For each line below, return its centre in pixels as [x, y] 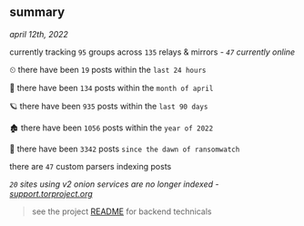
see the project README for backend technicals [122, 211]
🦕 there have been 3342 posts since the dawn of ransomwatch [125, 149]
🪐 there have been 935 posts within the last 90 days [109, 106]
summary [37, 12]
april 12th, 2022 [39, 34]
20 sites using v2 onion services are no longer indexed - [114, 184]
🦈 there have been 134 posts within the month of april [111, 87]
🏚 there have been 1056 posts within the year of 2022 [111, 128]
